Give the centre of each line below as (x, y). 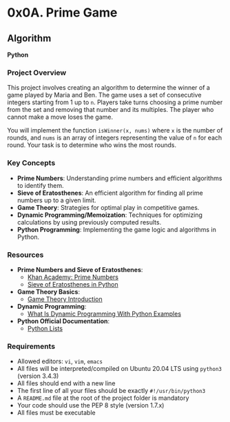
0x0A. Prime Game (62, 13)
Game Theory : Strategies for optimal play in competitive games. (108, 207)
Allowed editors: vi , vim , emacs (60, 361)
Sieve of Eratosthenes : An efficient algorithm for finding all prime (110, 193)
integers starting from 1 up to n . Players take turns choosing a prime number (115, 102)
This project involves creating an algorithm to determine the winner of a (108, 88)
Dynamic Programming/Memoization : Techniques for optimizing (110, 215)
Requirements (31, 346)
